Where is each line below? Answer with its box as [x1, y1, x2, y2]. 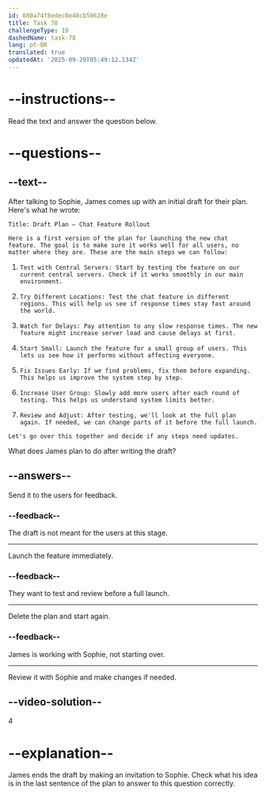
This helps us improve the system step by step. [19, 374, 184, 382]
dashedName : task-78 [8, 33, 77, 42]
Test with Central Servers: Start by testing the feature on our [19, 263, 240, 271]
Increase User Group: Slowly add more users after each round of [19, 389, 240, 397]
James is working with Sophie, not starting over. [8, 649, 165, 659]
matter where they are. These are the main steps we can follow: [8, 248, 228, 256]
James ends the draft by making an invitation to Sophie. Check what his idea [8, 771, 258, 780]
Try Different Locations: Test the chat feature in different [19, 293, 230, 301]
